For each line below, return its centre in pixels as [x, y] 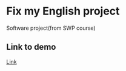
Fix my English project [63, 11]
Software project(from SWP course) [51, 28]
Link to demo [31, 47]
